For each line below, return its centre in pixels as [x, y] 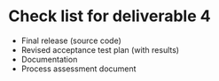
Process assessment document [78, 69]
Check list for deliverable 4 [109, 16]
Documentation [49, 59]
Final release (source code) [71, 40]
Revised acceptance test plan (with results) [100, 49]
